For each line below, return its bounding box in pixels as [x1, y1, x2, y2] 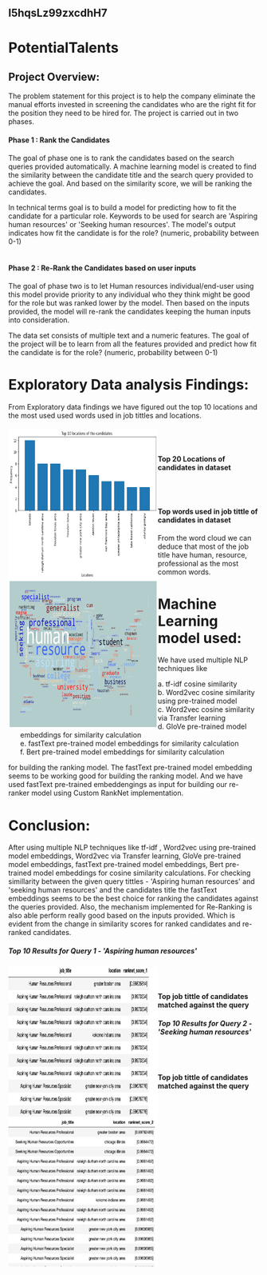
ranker [8, 788, 30, 798]
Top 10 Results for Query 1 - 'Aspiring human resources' [8, 946, 198, 955]
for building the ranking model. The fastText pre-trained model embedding [8, 763, 253, 773]
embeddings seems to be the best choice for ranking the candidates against [8, 893, 259, 903]
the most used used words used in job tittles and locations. [8, 410, 202, 420]
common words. [158, 567, 211, 577]
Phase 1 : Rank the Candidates [8, 135, 110, 145]
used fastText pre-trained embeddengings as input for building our [8, 780, 227, 789]
